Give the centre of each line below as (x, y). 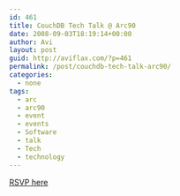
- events (33, 124)
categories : (31, 75)
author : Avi (31, 42)
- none (29, 83)
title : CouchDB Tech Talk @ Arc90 (73, 26)
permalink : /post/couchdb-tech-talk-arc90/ (90, 67)
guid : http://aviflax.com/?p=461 (71, 58)
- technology (41, 157)
